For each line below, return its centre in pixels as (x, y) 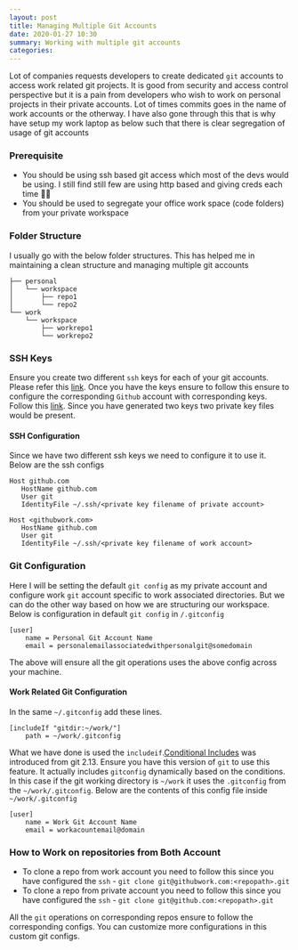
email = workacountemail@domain (85, 830)
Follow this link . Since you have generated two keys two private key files (141, 406)
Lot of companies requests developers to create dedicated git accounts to (146, 76)
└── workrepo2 (67, 336)
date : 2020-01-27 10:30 (53, 34)
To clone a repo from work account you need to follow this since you (148, 872)
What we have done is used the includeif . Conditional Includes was (133, 752)
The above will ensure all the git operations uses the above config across (143, 662)
